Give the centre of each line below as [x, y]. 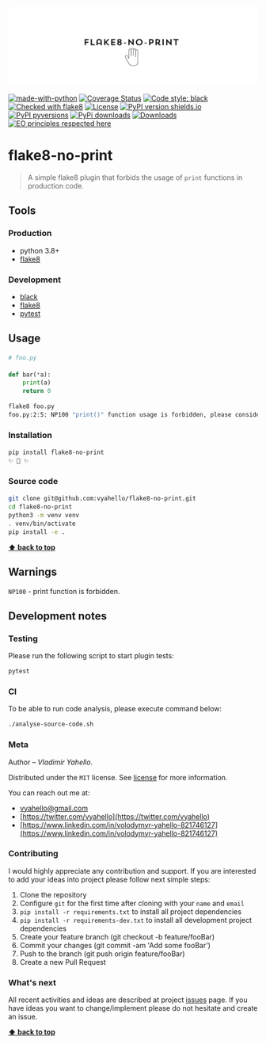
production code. [56, 186]
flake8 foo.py [32, 406]
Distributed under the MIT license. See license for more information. [118, 777]
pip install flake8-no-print [56, 453]
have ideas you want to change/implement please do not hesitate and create [133, 1008]
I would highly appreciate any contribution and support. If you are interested [132, 871]
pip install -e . [37, 532]
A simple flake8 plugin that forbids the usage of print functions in [135, 177]
